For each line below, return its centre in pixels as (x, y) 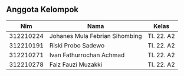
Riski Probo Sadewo (77, 45)
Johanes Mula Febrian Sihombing (96, 36)
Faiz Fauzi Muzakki (76, 64)
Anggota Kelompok (42, 10)
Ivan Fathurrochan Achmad (87, 55)
